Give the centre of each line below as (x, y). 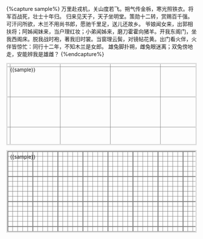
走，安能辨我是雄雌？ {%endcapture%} (55, 54)
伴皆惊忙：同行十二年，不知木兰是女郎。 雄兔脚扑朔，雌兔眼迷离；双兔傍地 (100, 46)
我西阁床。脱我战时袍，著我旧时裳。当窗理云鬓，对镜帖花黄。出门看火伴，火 (101, 39)
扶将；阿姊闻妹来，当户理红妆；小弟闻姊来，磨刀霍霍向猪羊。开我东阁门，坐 (101, 31)
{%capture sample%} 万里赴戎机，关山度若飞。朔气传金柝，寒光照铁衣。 (97, 9)
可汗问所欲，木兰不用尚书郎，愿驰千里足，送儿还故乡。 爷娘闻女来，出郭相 (100, 24)
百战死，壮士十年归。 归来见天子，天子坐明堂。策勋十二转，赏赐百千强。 (102, 16)
